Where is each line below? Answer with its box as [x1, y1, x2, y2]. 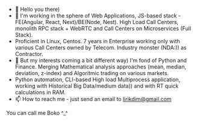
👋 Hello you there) [14, 6, 60, 13]
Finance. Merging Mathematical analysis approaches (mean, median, [14, 63, 187, 70]
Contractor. [14, 50, 43, 57]
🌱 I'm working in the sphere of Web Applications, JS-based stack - [14, 12, 181, 19]
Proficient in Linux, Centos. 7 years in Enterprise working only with [14, 38, 181, 44]
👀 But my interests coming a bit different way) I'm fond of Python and [14, 57, 187, 64]
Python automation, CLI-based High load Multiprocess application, [14, 76, 181, 83]
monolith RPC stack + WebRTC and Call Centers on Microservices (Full [14, 25, 192, 32]
